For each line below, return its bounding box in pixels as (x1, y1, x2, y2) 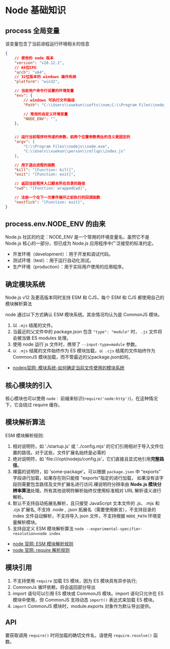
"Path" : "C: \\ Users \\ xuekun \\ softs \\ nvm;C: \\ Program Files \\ (23, 102, 155, 107)
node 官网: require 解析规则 (12, 547, 70, 553)
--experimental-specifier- (86, 526, 143, 531)
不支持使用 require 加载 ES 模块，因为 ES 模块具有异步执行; (12, 578, 138, 584)
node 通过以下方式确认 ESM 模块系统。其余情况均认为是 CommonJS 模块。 (5, 312, 162, 318)
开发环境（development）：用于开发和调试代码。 (12, 251, 113, 257)
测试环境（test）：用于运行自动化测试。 (12, 257, 94, 263)
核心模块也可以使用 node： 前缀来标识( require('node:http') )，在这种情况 (5, 396, 158, 402)
